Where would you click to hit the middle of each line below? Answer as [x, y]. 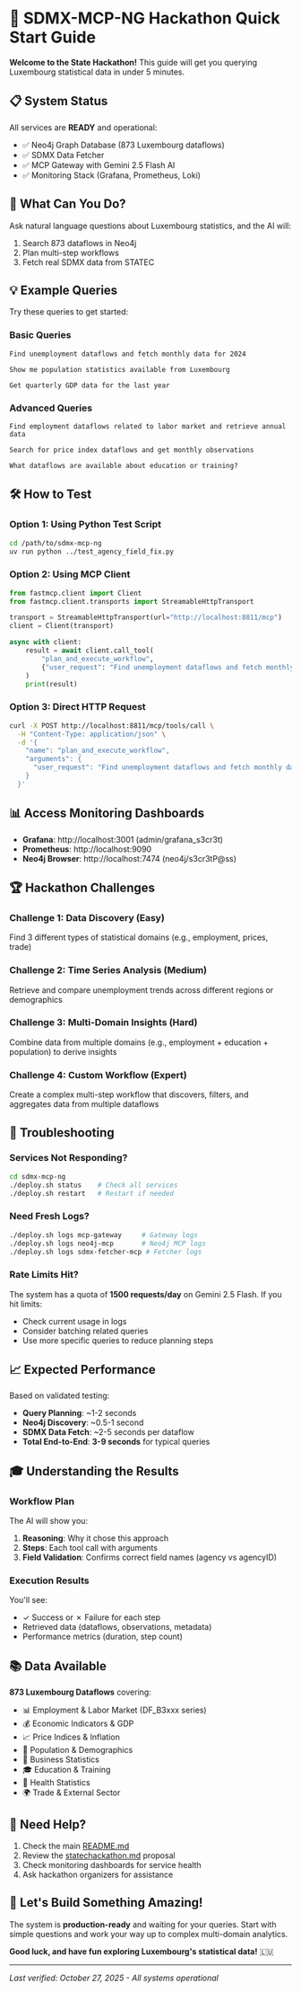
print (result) [52, 684]
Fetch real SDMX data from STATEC [88, 262]
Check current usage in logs [74, 1321]
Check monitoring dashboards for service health [112, 1865]
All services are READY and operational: [83, 127]
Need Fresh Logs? [49, 1217]
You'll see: [28, 1600]
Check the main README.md [76, 1846]
